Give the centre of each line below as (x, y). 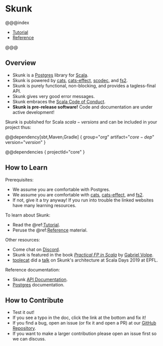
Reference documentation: (32, 269)
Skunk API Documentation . (40, 279)
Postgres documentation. (38, 284)
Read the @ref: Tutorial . (36, 224)
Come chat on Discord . (36, 249)
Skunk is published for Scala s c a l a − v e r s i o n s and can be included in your (81, 122)
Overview (21, 63)
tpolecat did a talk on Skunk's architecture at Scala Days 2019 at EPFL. (85, 260)
